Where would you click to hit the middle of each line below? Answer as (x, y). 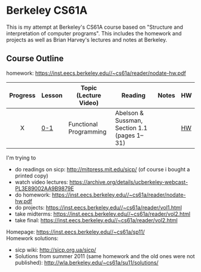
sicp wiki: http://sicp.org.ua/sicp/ (56, 250)
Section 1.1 (131, 128)
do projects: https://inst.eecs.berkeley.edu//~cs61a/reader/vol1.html (98, 207)
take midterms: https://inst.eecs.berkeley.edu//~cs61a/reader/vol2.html (102, 214)
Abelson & (130, 113)
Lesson (52, 95)
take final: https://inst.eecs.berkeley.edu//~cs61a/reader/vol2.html (96, 220)
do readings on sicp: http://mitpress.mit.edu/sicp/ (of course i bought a (102, 169)
